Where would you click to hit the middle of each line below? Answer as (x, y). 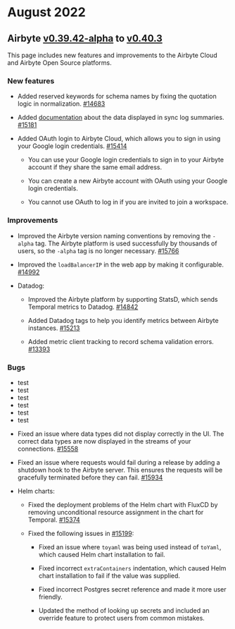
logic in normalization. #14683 (61, 104)
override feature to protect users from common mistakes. (122, 618)
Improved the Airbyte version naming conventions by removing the (114, 236)
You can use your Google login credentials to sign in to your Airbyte (126, 160)
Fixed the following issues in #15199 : (81, 533)
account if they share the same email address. (95, 167)
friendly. (51, 597)
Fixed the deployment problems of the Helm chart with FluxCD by (123, 504)
